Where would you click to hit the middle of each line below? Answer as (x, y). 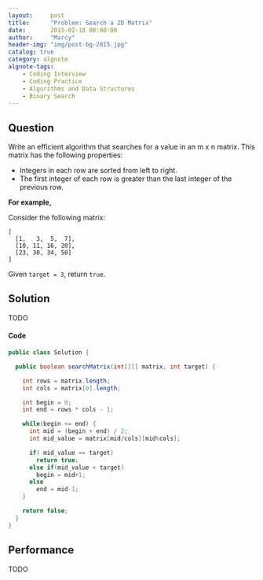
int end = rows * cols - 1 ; (68, 410)
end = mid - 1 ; (58, 489)
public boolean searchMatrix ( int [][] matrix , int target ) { (115, 367)
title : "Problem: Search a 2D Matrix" (80, 23)
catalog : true (31, 52)
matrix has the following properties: (66, 155)
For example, (30, 202)
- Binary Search (49, 96)
